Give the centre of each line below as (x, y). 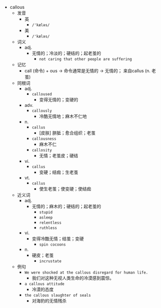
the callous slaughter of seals (58, 295)
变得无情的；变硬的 (59, 100)
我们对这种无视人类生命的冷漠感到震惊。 (73, 278)
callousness (44, 139)
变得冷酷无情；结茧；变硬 (58, 239)
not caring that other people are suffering (85, 59)
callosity (42, 150)
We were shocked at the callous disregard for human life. (86, 273)
